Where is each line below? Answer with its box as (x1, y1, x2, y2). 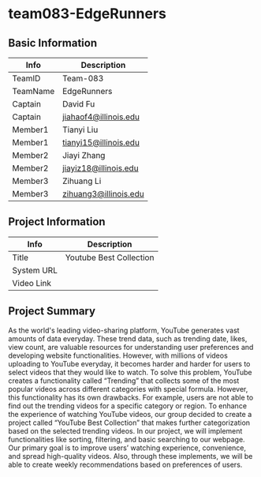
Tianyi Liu (62, 124, 99, 135)
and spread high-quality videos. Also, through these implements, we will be (8, 451, 253, 460)
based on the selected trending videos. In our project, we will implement (8, 426, 243, 435)
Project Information (8, 215, 106, 229)
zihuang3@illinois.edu (62, 189, 144, 199)
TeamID (12, 73, 41, 84)
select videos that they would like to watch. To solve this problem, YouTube (8, 367, 252, 377)
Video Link (12, 277, 52, 288)
